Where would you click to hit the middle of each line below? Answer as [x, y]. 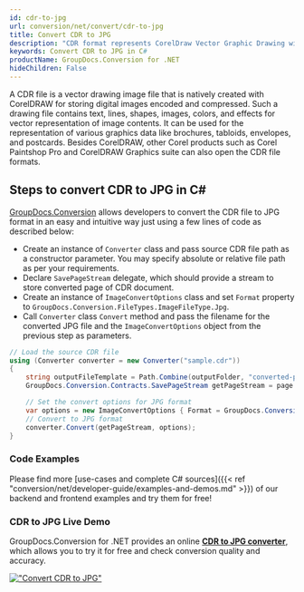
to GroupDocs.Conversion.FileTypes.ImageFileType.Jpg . [126, 306]
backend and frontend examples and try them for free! [111, 498]
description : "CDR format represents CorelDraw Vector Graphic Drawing [147, 43]
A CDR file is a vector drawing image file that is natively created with [137, 94]
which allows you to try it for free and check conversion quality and [135, 551]
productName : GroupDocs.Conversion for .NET [95, 60]
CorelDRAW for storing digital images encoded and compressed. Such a [144, 103]
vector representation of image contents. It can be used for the [127, 122]
